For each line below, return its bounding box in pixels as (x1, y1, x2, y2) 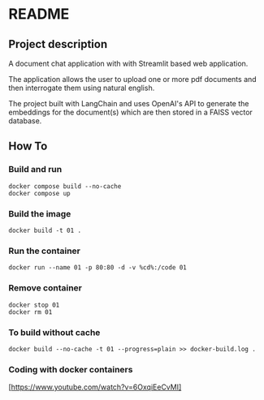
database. (8, 116, 42, 126)
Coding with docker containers (8, 363, 133, 375)
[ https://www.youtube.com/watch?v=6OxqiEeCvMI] (8, 382, 182, 392)
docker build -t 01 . (8, 226, 82, 234)
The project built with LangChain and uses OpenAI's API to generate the (8, 99, 249, 108)
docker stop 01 (8, 301, 60, 309)
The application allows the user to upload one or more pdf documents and (8, 75, 258, 84)
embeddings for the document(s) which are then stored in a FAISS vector (8, 107, 253, 117)
